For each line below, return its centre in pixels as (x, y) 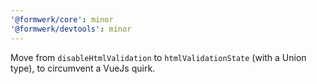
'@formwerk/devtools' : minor (71, 29)
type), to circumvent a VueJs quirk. (83, 68)
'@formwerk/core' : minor (62, 19)
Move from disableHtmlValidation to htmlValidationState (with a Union (158, 57)
